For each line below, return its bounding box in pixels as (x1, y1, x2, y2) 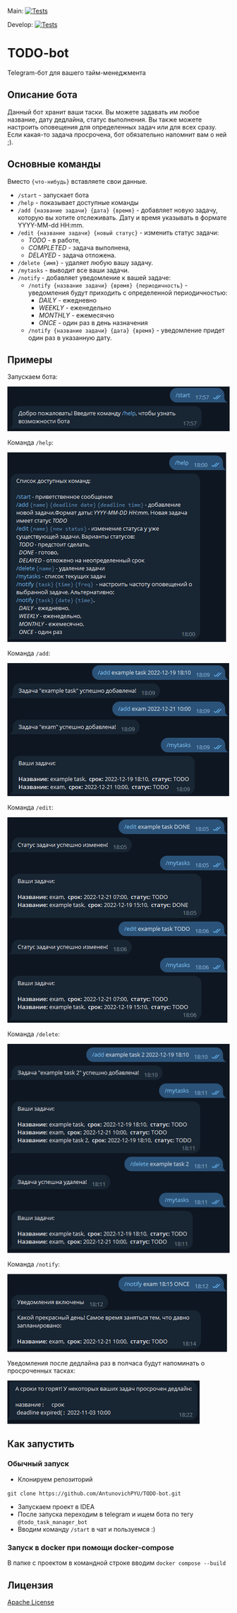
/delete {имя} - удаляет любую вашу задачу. (17, 258, 154, 266)
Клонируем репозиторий (17, 1474, 93, 1484)
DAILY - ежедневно (38, 295, 97, 304)
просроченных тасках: (7, 1366, 76, 1375)
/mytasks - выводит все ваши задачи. (17, 266, 130, 274)
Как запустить (7, 1438, 75, 1450)
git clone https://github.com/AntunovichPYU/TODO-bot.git (7, 1490, 181, 1497)
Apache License (7, 1597, 54, 1606)
